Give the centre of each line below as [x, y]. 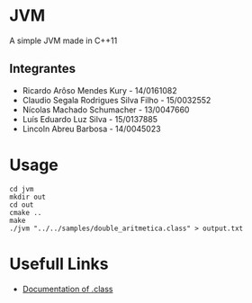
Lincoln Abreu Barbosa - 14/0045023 [91, 129]
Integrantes [43, 69]
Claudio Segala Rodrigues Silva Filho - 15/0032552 [117, 100]
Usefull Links [59, 264]
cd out [22, 205]
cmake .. [26, 212]
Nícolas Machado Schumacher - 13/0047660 [106, 110]
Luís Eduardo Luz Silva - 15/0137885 [90, 119]
